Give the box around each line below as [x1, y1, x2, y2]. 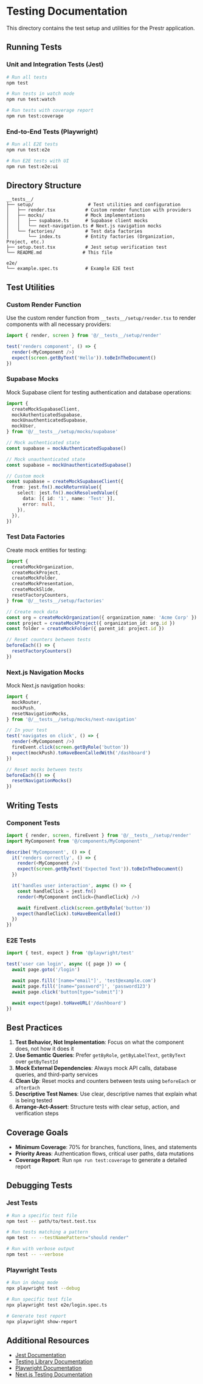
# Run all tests [6, 74, 47, 80]
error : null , [22, 501, 56, 507]
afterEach [15, 1085, 41, 1091]
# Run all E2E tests [6, 141, 59, 147]
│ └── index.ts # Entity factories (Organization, [6, 234, 175, 240]
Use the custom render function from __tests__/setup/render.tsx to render [6, 315, 196, 322]
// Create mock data [6, 608, 59, 615]
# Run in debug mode [6, 1279, 59, 1286]
